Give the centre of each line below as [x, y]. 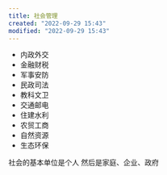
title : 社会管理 [33, 16]
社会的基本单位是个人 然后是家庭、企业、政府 [83, 163]
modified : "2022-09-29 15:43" [59, 31]
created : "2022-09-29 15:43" [57, 23]
